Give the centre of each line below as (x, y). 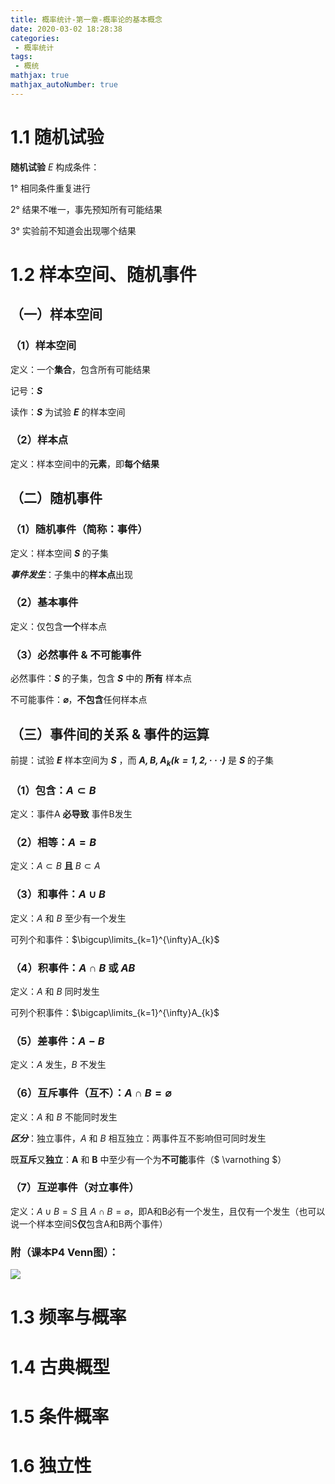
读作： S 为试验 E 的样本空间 (68, 412)
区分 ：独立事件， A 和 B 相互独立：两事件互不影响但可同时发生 (138, 1138)
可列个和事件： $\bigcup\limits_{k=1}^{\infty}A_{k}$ (115, 939)
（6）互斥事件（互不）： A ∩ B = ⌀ (91, 1093)
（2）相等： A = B (53, 842)
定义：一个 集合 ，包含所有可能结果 (80, 369)
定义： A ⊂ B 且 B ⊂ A (55, 866)
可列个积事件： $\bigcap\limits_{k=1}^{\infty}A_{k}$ (115, 1012)
